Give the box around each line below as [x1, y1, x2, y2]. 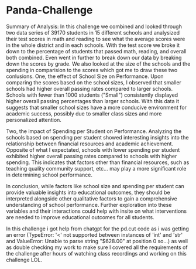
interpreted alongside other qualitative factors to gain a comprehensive [6, 195, 177, 202]
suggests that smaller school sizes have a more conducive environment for [6, 104, 187, 111]
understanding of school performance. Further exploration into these [6, 201, 172, 208]
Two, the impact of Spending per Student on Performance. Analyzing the [6, 127, 182, 135]
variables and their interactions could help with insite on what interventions [6, 207, 187, 214]
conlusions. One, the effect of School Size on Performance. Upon [6, 73, 164, 80]
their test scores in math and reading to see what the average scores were [6, 35, 185, 42]
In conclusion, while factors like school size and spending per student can [6, 182, 184, 189]
